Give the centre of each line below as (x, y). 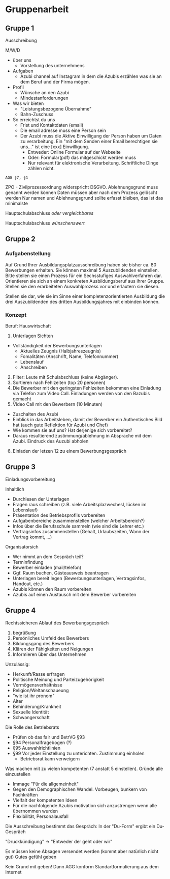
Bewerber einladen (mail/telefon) (47, 567)
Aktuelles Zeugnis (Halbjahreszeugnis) (61, 351)
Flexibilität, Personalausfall (40, 816)
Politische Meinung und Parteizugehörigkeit (58, 679)
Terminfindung (28, 562)
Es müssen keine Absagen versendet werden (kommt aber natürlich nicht (82, 851)
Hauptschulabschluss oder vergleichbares (49, 213)
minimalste (16, 203)
